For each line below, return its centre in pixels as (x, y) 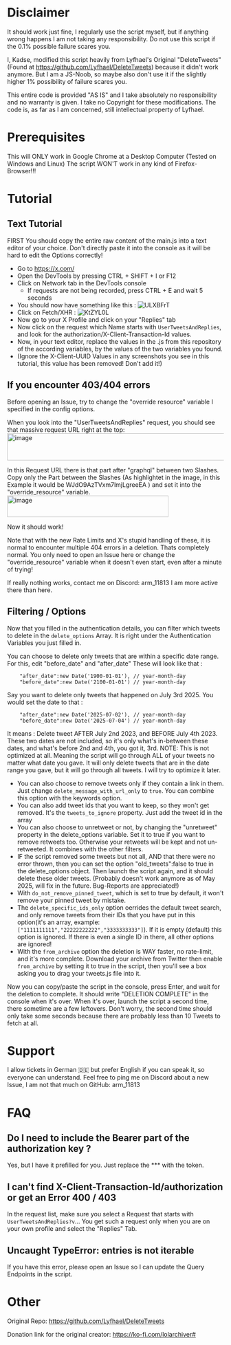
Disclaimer (38, 13)
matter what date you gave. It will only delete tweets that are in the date (108, 763)
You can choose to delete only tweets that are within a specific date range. (113, 656)
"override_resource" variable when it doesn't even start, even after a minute (114, 562)
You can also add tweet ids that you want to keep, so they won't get (113, 805)
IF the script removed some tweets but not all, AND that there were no (116, 856)
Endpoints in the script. (40, 1274)
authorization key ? (49, 1149)
